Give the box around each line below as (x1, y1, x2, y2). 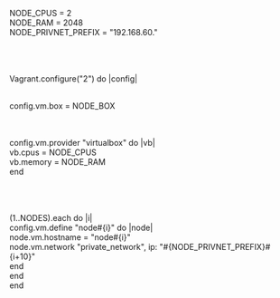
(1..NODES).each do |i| (9, 213, 93, 223)
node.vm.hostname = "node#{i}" (9, 232, 131, 243)
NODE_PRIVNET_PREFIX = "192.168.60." (9, 27, 158, 37)
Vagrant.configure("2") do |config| (9, 73, 138, 84)
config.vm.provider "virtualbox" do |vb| (9, 138, 155, 148)
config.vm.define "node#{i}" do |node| (9, 222, 154, 233)
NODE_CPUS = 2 (9, 8, 72, 18)
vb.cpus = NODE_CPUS (9, 147, 98, 158)
